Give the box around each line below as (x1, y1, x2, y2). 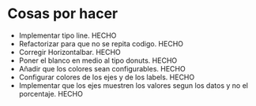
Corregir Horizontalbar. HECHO (18, 47, 122, 57)
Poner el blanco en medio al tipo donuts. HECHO (18, 56, 178, 65)
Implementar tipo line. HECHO (18, 31, 117, 40)
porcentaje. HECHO (18, 89, 84, 98)
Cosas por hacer (7, 5, 119, 23)
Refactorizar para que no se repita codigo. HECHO (18, 38, 183, 48)
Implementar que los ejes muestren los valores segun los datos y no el (18, 80, 248, 90)
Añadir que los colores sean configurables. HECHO (18, 64, 186, 73)
